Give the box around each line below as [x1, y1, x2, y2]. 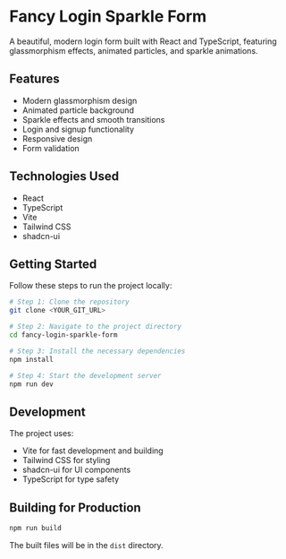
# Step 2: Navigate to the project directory [9, 322, 181, 331]
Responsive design [21, 133, 93, 144]
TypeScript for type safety [21, 474, 120, 485]
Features [9, 72, 60, 87]
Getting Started [9, 256, 97, 271]
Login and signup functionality [21, 124, 135, 134]
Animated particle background [21, 105, 134, 116]
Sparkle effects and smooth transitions [21, 114, 165, 125]
